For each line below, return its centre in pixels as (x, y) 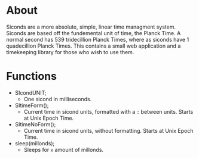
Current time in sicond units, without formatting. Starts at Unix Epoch (108, 130)
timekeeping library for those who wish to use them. (70, 52)
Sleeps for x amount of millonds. (63, 149)
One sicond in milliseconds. (58, 99)
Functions (31, 77)
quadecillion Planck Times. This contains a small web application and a (94, 46)
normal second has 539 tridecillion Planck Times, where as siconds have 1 (98, 39)
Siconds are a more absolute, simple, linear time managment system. (91, 27)
